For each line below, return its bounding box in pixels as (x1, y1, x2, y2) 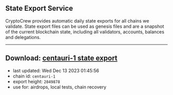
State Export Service (5, 4, 73, 13)
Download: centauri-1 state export (5, 54, 117, 63)
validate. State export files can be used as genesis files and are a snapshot (5, 23, 164, 29)
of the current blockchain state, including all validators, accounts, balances (5, 28, 165, 35)
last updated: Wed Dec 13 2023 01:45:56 (12, 67, 99, 73)
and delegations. (5, 34, 41, 40)
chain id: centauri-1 (12, 73, 56, 79)
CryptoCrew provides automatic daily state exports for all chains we (5, 17, 149, 24)
